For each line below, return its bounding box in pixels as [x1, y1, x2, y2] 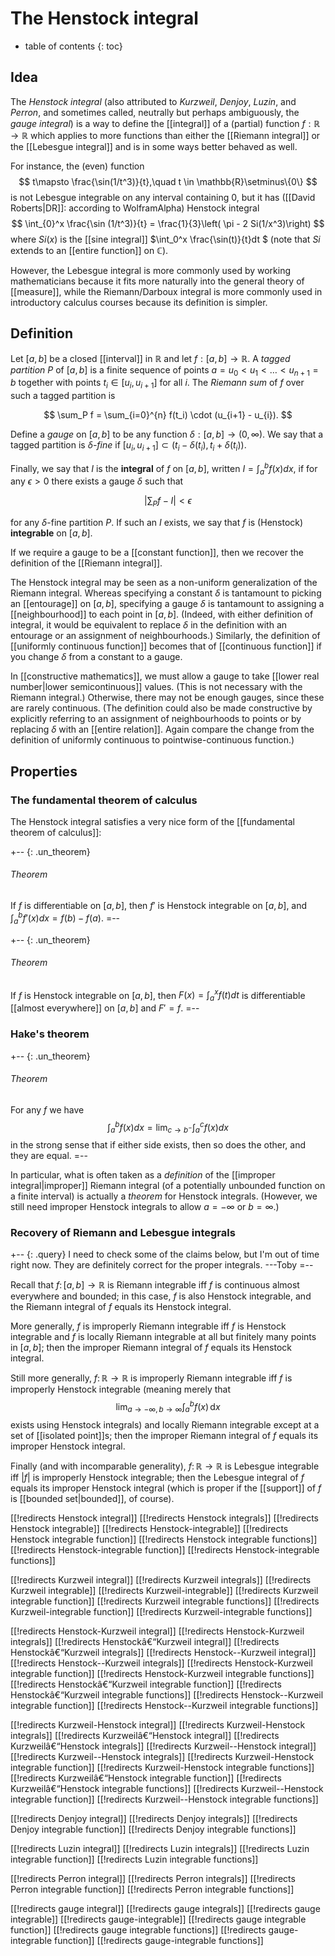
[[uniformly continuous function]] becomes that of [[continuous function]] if [10, 640, 322, 652]
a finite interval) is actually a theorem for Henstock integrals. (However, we [10, 1190, 318, 1202]
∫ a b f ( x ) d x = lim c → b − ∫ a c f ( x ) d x [107, 1119, 229, 1136]
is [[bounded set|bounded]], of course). [10, 1492, 175, 1504]
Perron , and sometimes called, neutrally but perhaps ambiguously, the [10, 106, 300, 118]
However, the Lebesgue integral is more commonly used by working [10, 264, 292, 276]
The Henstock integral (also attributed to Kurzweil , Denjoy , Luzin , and [10, 95, 297, 107]
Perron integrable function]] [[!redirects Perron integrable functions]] [10, 1883, 295, 1895]
